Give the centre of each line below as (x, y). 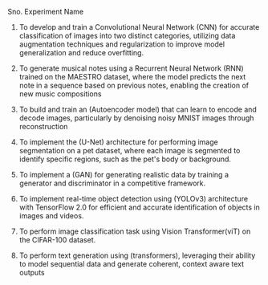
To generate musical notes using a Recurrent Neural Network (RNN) (131, 68)
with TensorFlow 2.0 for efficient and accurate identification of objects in (139, 207)
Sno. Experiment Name (46, 12)
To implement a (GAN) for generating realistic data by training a (124, 175)
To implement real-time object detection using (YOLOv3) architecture (134, 199)
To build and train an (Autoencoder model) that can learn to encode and (138, 109)
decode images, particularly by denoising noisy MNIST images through (136, 118)
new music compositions (60, 94)
